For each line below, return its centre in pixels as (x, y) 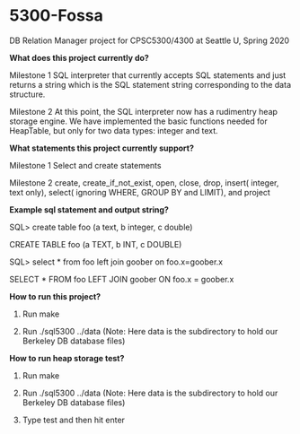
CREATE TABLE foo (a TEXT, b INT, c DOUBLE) (96, 244)
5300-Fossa (56, 16)
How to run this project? (55, 296)
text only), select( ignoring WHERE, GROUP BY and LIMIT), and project (140, 192)
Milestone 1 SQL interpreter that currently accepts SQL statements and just (148, 75)
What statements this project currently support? (102, 148)
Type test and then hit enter (74, 420)
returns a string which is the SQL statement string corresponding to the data (150, 84)
